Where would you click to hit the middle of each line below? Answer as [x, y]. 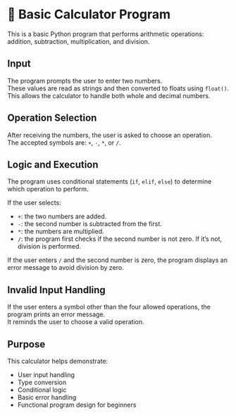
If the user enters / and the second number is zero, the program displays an [117, 260]
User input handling [46, 375]
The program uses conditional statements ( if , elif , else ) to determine [110, 182]
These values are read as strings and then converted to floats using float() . [118, 88]
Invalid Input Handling [56, 290]
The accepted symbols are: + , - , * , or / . [64, 142]
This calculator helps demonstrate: [58, 361]
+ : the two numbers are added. [62, 216]
